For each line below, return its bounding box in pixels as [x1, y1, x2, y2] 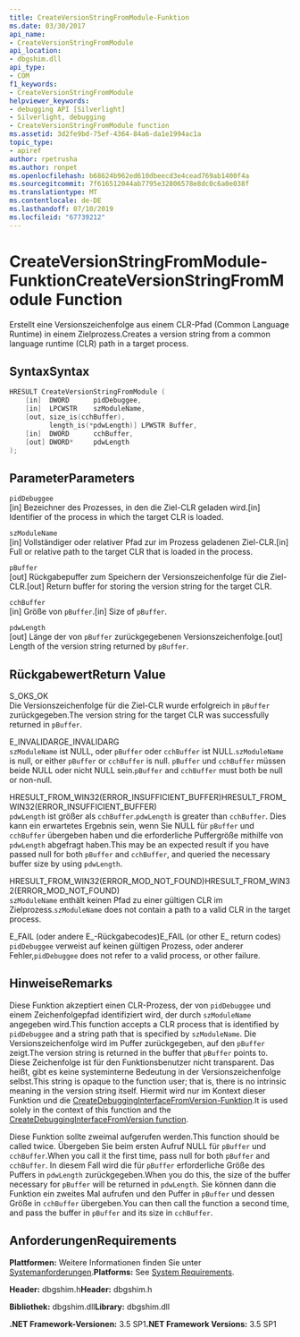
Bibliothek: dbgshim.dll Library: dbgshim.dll [9, 1301, 171, 1312]
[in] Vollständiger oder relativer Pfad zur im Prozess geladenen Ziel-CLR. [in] [9, 537, 289, 548]
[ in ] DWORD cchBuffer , [25, 429, 134, 439]
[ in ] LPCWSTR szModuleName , [25, 405, 146, 413]
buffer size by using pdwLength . [9, 858, 123, 869]
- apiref [9, 146, 42, 155]
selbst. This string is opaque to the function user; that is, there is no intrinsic [9, 1076, 287, 1086]
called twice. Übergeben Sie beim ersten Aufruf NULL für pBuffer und [9, 1140, 266, 1151]
